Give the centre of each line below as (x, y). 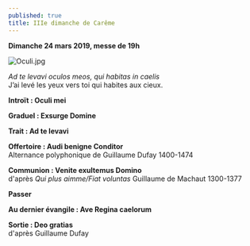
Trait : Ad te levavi (38, 131)
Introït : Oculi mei (37, 100)
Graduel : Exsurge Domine (52, 115)
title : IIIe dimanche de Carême (62, 23)
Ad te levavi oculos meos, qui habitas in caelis (84, 76)
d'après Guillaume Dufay (48, 233)
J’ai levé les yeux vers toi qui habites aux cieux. (86, 85)
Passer (20, 194)
